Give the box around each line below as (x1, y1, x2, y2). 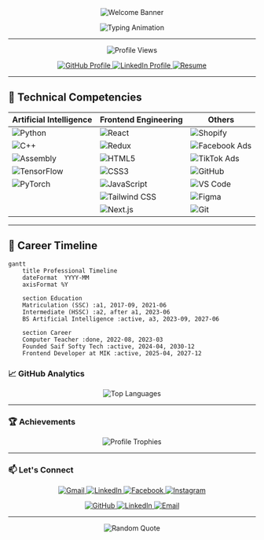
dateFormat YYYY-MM (22, 274, 90, 281)
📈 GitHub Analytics (8, 368, 85, 379)
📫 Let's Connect (8, 465, 74, 476)
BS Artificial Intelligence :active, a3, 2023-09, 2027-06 (22, 314, 220, 323)
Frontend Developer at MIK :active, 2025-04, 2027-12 (22, 349, 202, 357)
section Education (22, 294, 82, 302)
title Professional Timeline (22, 266, 118, 274)
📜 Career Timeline (8, 239, 98, 252)
